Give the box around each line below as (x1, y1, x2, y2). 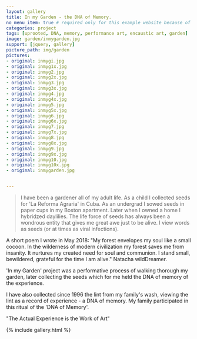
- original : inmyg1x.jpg (6, 63, 67, 70)
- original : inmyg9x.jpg (6, 151, 67, 157)
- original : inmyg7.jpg (6, 124, 65, 130)
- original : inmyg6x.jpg (6, 119, 67, 124)
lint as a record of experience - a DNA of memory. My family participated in (6, 297, 189, 304)
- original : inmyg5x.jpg (6, 107, 67, 113)
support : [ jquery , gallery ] (6, 42, 75, 48)
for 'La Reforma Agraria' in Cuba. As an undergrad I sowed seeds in (20, 200, 185, 207)
